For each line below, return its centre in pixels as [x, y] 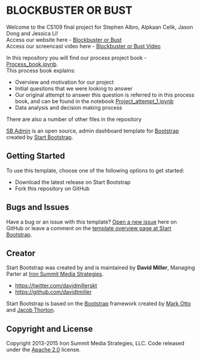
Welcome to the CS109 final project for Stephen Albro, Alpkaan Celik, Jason [100, 27]
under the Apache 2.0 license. [43, 350]
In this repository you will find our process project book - [76, 58]
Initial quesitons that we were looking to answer [74, 88]
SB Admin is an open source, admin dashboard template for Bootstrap [93, 131]
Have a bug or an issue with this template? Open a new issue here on [91, 222]
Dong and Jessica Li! [32, 33]
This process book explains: [41, 70]
